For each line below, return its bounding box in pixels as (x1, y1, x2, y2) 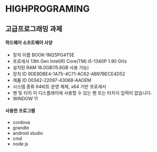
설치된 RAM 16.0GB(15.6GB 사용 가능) (12, 64, 89, 70)
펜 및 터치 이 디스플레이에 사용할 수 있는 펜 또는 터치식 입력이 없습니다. (12, 90, 152, 96)
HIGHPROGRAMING (5, 3, 90, 15)
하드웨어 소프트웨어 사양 (5, 40, 53, 46)
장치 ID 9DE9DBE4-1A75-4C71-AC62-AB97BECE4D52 (12, 70, 125, 77)
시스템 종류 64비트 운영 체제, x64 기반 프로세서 (12, 83, 107, 89)
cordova (12, 119, 30, 125)
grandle (12, 125, 29, 131)
